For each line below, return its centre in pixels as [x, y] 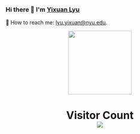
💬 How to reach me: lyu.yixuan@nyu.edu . [57, 23]
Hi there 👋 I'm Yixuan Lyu [43, 10]
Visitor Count [100, 115]
